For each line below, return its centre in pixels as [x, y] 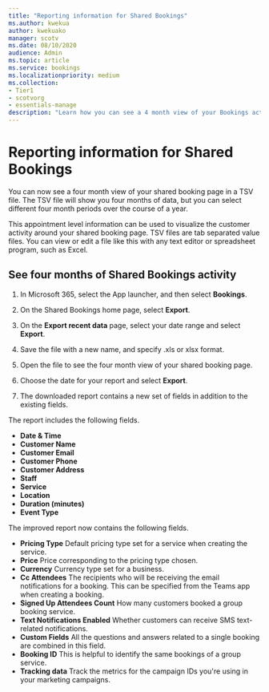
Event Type [39, 512]
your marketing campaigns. [65, 679]
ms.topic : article [39, 61]
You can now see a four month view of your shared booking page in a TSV [131, 191]
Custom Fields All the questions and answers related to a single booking [140, 637]
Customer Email [47, 452]
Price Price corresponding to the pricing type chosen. [109, 560]
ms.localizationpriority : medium [64, 75]
